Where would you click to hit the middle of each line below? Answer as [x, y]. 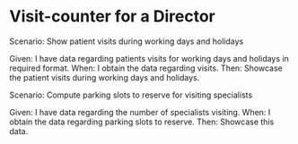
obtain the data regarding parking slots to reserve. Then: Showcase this [142, 122]
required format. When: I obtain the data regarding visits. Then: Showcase [146, 68]
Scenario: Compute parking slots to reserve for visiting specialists [131, 95]
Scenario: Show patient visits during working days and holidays [127, 41]
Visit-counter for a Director [112, 17]
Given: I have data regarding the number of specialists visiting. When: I [140, 112]
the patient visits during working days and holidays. [105, 77]
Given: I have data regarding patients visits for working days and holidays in [149, 58]
